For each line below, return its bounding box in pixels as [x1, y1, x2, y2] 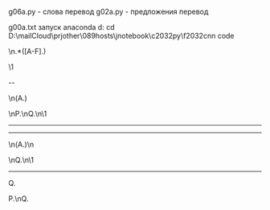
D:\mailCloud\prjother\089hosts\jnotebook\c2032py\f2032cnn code [8, 31, 235, 40]
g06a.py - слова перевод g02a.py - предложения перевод [8, 7, 209, 16]
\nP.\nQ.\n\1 [8, 109, 47, 118]
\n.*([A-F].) [8, 47, 47, 56]
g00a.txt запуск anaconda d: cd [8, 23, 115, 31]
